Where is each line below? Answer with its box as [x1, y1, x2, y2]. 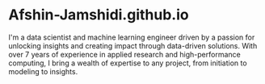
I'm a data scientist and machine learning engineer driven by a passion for [8, 32, 255, 42]
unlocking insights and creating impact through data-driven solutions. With [8, 40, 258, 50]
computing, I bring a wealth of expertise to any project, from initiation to [8, 58, 248, 68]
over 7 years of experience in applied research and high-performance [8, 49, 241, 59]
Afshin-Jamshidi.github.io [8, 6, 189, 24]
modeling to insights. [8, 66, 78, 76]
